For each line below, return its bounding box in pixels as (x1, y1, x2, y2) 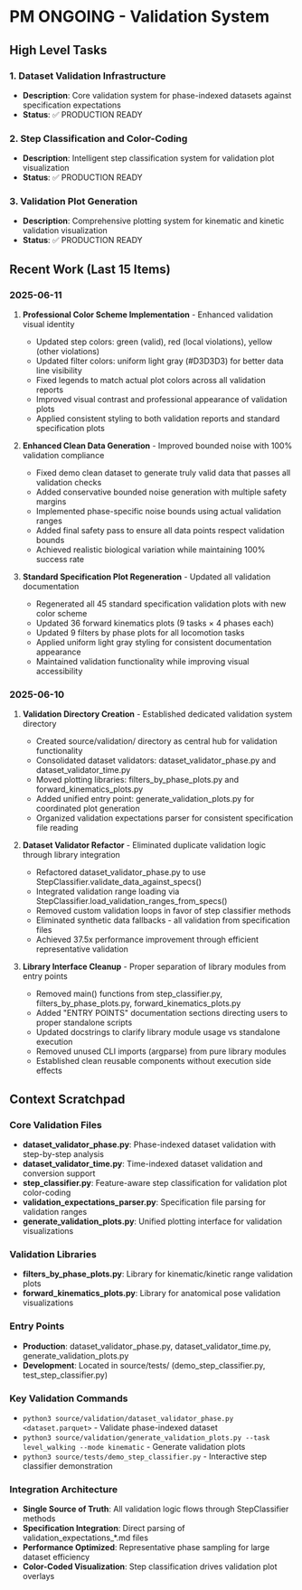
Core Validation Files (9, 1118, 102, 1131)
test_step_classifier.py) (22, 1369, 109, 1380)
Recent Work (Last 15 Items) (9, 261, 171, 277)
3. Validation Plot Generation (9, 195, 138, 208)
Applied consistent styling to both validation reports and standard (35, 413, 280, 424)
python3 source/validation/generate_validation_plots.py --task (22, 1434, 270, 1443)
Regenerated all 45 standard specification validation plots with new (35, 598, 287, 609)
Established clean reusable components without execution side (35, 1056, 271, 1067)
